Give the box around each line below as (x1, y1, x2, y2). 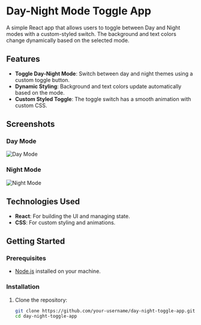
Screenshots (6, 119, 55, 129)
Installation (6, 283, 40, 291)
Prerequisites (6, 254, 46, 262)
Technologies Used (6, 196, 80, 207)
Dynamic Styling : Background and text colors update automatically (14, 83, 182, 90)
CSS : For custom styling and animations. (14, 218, 116, 226)
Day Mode (6, 137, 37, 145)
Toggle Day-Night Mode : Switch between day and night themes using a (14, 70, 193, 77)
